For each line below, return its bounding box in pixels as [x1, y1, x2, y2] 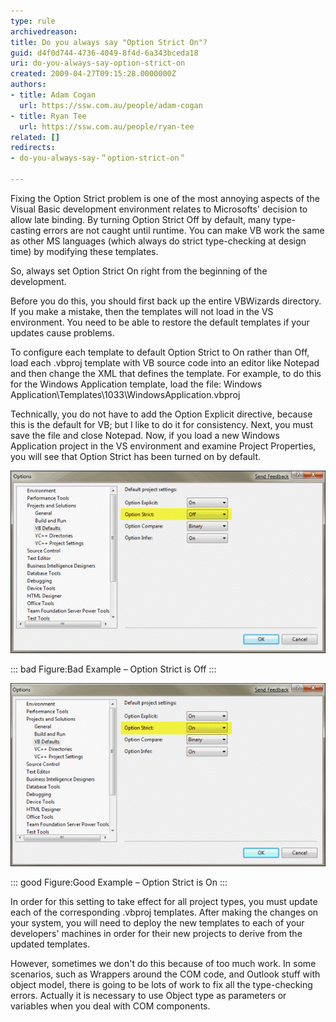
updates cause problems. [10, 326, 115, 339]
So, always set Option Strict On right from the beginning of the [10, 265, 268, 277]
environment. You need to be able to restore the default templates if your [10, 316, 310, 328]
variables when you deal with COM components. [10, 1000, 211, 1012]
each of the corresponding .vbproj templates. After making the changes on [10, 906, 319, 918]
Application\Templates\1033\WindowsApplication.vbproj [10, 388, 241, 400]
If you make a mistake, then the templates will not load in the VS [10, 305, 274, 317]
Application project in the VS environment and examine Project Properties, [10, 440, 317, 452]
